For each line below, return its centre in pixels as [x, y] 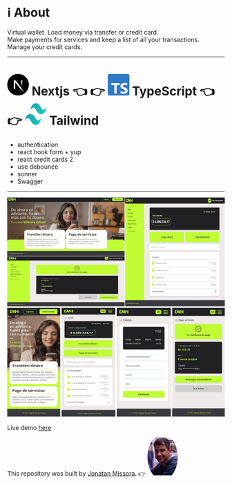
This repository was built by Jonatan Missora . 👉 [77, 473]
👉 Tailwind [53, 121]
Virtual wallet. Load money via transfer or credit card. [83, 32]
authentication [38, 145]
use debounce [38, 167]
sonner [27, 174]
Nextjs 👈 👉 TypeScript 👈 [123, 92]
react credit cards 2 [45, 159]
